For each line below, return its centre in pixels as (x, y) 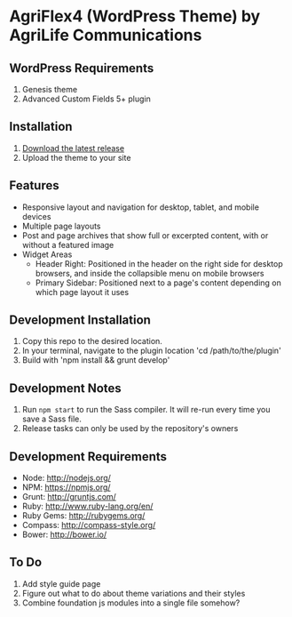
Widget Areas (47, 254)
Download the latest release (73, 148)
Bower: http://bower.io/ (64, 534)
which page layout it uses (82, 292)
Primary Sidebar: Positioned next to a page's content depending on (158, 283)
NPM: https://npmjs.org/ (66, 487)
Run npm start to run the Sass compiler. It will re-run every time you (146, 410)
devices (36, 216)
